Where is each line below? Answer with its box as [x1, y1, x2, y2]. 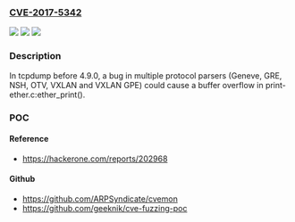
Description [9, 50, 62, 62]
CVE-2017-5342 [9, 6, 82, 19]
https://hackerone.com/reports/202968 [21, 153, 168, 164]
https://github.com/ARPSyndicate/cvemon [21, 193, 179, 204]
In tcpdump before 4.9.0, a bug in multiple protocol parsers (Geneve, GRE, [9, 70, 282, 81]
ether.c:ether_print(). [9, 89, 86, 100]
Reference [9, 134, 49, 144]
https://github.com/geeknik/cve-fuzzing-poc [21, 202, 188, 213]
